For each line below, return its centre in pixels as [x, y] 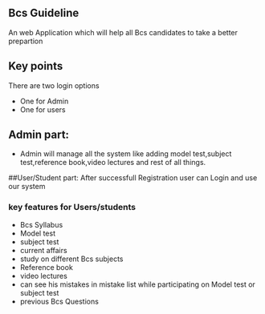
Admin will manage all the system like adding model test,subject [126, 154]
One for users [43, 109]
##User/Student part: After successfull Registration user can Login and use [133, 178]
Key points [36, 66]
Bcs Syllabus [41, 224]
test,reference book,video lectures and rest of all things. [113, 163]
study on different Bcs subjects [71, 259]
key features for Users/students [72, 207]
